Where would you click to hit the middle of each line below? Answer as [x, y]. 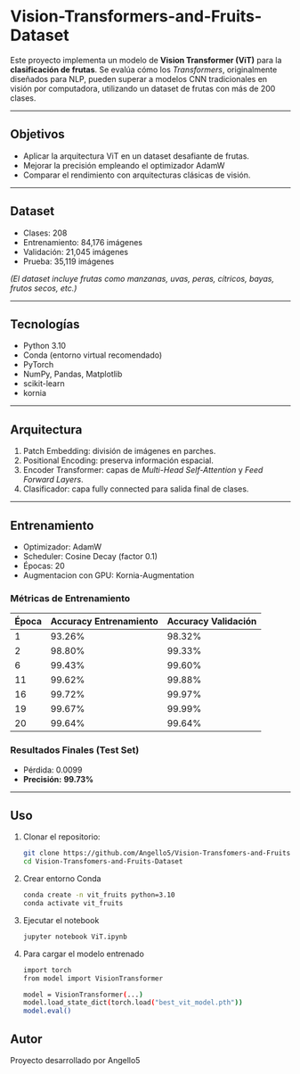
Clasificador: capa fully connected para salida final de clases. [136, 489]
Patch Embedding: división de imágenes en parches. [119, 451]
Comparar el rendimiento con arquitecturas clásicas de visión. [137, 175]
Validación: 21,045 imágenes [75, 252]
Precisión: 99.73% [58, 779]
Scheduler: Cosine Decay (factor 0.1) [90, 556]
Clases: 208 [45, 233]
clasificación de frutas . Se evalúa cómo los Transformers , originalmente [144, 70]
